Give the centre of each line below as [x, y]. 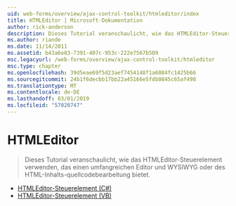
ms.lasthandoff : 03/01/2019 [48, 99]
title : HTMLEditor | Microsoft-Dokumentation [75, 20]
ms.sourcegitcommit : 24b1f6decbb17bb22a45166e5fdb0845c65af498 [102, 79]
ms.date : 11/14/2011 [38, 46]
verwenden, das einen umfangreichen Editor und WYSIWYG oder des [125, 167]
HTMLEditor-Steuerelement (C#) [65, 188]
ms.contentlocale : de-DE [44, 92]
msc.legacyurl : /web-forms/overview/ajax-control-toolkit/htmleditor [111, 60]
